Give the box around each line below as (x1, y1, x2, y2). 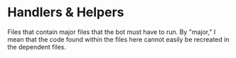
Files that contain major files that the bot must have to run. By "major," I (7, 28, 216, 36)
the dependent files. (7, 42, 66, 51)
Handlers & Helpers (7, 4, 124, 21)
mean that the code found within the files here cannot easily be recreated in (7, 35, 230, 43)
